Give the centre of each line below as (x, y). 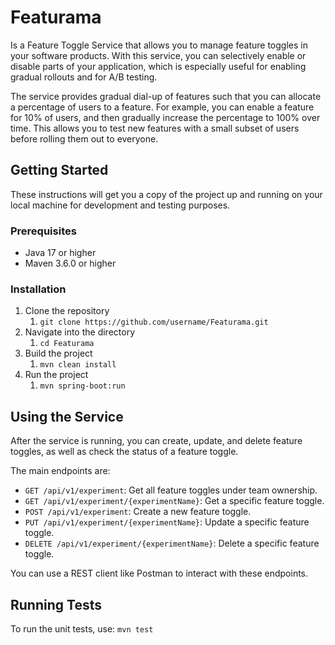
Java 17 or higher (60, 253)
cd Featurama (67, 344)
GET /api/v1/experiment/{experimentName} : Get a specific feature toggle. (174, 501)
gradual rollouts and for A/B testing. (84, 77)
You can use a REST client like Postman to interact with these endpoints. (159, 573)
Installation (38, 289)
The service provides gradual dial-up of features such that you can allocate (166, 96)
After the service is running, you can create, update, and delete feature (156, 441)
